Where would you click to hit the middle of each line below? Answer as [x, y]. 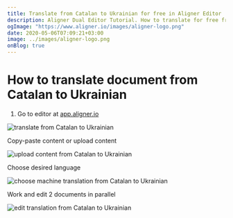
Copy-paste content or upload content [62, 140]
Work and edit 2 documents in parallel [61, 194]
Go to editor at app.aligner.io [58, 113]
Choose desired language [44, 167]
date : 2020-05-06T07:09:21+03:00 [55, 33]
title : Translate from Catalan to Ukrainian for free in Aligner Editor [114, 13]
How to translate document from [103, 80]
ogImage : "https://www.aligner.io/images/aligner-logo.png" [96, 26]
